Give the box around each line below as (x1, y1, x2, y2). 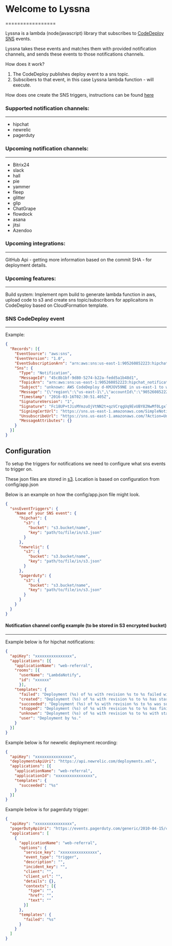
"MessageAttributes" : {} (18, 418, 72, 424)
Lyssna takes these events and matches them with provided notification (5, 45, 157, 51)
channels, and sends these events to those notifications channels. (5, 51, 145, 57)
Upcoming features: (5, 275, 56, 282)
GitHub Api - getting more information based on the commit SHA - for (5, 256, 152, 262)
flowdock (12, 211, 33, 217)
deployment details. (5, 262, 47, 268)
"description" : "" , (24, 860, 66, 865)
